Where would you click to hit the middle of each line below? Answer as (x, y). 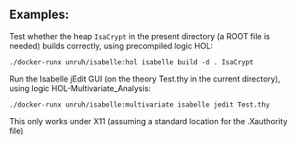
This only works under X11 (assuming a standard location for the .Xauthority (148, 121)
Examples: (39, 15)
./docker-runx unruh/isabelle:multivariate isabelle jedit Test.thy (140, 105)
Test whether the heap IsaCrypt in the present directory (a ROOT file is (140, 36)
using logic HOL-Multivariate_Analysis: (80, 88)
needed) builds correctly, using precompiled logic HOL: (111, 46)
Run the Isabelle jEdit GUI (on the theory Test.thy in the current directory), (145, 79)
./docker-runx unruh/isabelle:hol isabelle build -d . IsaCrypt (132, 62)
